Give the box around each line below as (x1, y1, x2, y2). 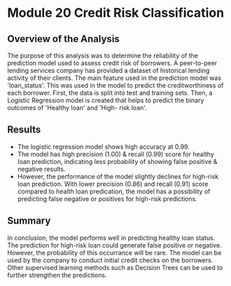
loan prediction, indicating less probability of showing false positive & (17, 157, 218, 165)
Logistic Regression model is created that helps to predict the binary (7, 96, 204, 104)
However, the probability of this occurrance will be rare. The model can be (7, 248, 222, 257)
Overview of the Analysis (7, 33, 120, 45)
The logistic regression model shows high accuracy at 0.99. (17, 142, 190, 151)
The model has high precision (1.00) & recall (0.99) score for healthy (17, 149, 215, 158)
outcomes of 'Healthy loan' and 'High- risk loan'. (7, 104, 147, 111)
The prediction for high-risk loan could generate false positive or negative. (7, 240, 222, 250)
